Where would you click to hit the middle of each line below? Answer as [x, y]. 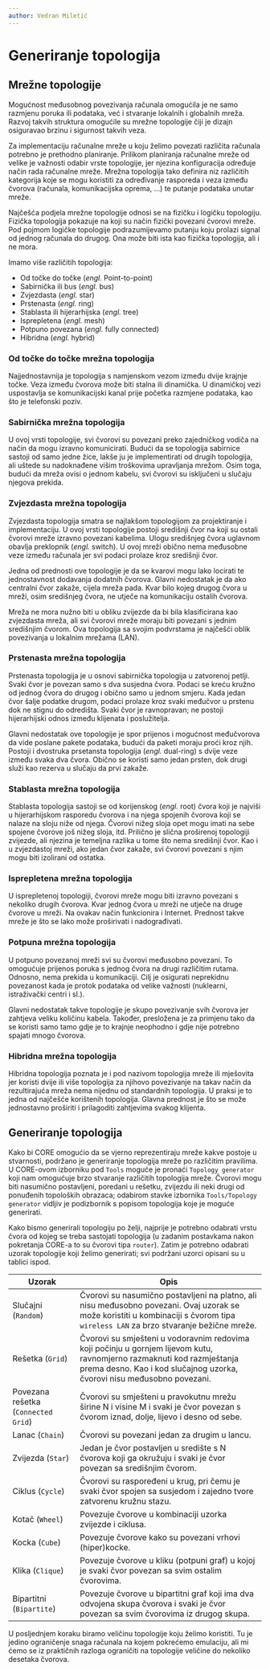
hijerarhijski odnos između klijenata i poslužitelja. [89, 718]
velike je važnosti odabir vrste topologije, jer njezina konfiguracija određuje [132, 162]
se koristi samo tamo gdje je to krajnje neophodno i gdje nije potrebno [124, 1026]
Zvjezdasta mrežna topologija [67, 503]
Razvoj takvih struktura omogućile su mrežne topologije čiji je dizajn [121, 121]
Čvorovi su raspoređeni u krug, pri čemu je [160, 1481]
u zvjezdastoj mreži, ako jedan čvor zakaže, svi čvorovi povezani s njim [126, 849]
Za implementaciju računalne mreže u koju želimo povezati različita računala [135, 145]
